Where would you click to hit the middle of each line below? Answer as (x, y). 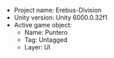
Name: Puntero (46, 32)
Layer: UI (37, 47)
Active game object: (43, 25)
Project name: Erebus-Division (58, 10)
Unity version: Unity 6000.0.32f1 (60, 17)
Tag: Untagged (46, 40)
